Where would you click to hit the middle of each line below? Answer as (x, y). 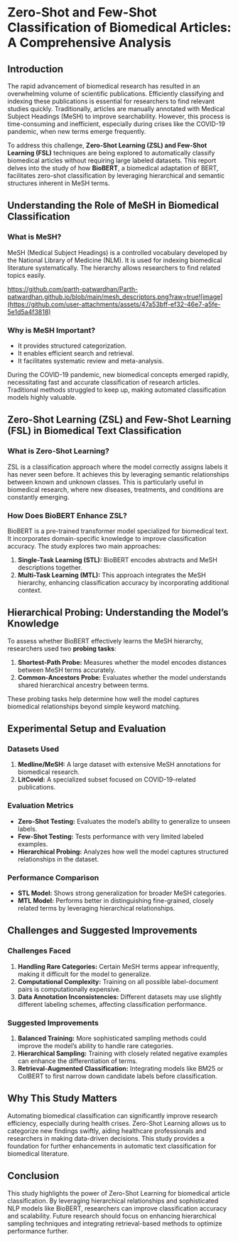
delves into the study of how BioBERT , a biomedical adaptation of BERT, (113, 168)
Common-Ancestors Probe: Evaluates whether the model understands (122, 677)
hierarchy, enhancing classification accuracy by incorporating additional (123, 582)
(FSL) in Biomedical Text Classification (94, 431)
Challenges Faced (39, 951)
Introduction (36, 69)
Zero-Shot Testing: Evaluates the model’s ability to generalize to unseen (124, 821)
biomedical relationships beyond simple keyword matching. (94, 706)
